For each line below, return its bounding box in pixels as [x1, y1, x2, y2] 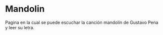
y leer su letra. [5, 24, 35, 30]
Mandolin [5, 3, 45, 15]
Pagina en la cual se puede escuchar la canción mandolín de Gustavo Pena [5, 19, 159, 25]
